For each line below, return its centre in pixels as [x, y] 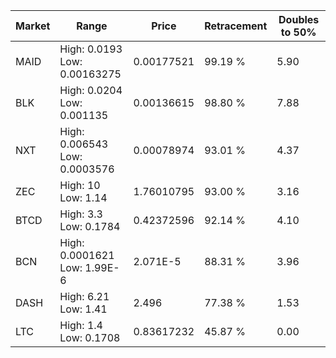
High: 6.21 [84, 296]
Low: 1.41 [83, 309]
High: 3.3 [81, 214]
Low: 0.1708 [90, 337]
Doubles [299, 19]
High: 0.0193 [91, 49]
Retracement [236, 26]
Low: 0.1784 [90, 226]
